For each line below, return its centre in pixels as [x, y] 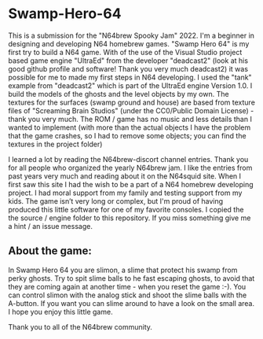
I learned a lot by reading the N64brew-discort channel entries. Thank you [128, 159]
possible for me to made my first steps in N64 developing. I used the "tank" [130, 77]
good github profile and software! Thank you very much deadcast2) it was [128, 68]
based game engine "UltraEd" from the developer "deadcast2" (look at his [128, 61]
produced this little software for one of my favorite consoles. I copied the [126, 209]
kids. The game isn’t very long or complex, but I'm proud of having [116, 201]
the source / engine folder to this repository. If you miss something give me [130, 218]
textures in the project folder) [55, 144]
